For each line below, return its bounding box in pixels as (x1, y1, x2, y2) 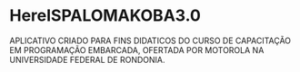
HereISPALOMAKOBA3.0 (9, 5, 202, 26)
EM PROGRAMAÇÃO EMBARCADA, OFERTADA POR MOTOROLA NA (9, 44, 265, 55)
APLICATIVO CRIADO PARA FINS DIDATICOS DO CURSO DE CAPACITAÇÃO (9, 35, 292, 46)
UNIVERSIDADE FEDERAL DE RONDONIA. (9, 54, 165, 65)
